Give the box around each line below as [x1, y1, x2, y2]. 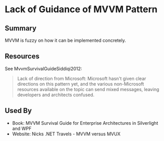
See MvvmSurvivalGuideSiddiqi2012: [5, 65, 83, 72]
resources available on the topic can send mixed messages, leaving [17, 86, 159, 92]
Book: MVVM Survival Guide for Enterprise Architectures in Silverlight [12, 120, 158, 126]
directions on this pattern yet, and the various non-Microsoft [17, 80, 144, 87]
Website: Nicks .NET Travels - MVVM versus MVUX [12, 131, 121, 137]
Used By [5, 106, 32, 115]
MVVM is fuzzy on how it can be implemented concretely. [5, 37, 126, 43]
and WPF [12, 125, 32, 131]
